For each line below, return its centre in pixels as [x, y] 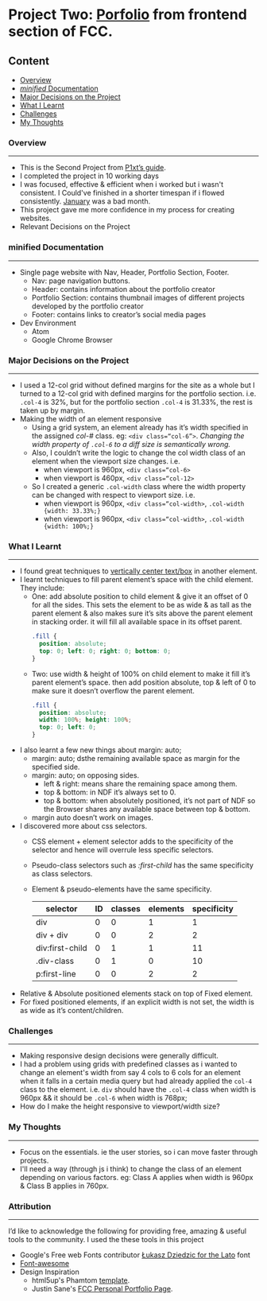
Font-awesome [44, 1263]
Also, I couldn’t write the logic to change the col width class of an [139, 452]
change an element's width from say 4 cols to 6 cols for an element [130, 1073]
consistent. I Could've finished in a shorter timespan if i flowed [122, 193]
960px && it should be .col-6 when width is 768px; [103, 1098]
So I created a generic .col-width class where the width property [139, 486]
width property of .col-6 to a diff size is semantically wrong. [131, 444]
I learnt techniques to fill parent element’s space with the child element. [136, 580]
